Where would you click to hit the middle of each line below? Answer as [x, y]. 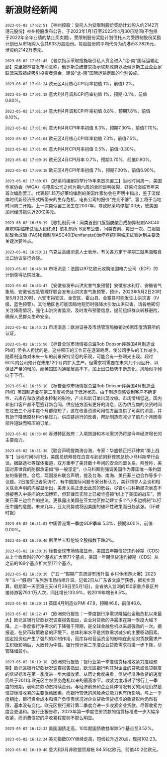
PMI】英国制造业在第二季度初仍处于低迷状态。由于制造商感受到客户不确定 [81, 392]
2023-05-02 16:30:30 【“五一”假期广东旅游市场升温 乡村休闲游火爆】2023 [81, 574]
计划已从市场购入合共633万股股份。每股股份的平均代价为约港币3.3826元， [82, 43]
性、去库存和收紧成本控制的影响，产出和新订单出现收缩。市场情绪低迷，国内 [83, 398]
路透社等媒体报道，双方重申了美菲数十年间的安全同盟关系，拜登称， [88, 463]
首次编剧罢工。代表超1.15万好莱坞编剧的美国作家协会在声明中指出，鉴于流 [81, 193]
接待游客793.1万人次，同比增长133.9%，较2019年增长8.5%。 [68, 592]
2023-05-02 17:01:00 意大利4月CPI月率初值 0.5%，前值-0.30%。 [72, 149]
